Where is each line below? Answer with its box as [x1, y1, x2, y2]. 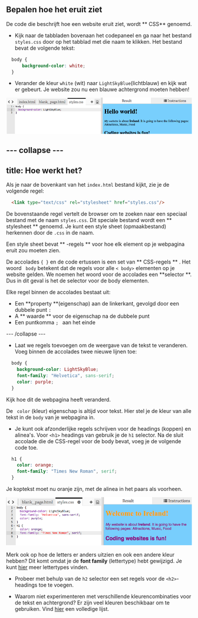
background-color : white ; [21, 63, 85, 69]
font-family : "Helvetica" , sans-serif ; [16, 372, 115, 379]
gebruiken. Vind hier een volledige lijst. [14, 606, 110, 613]
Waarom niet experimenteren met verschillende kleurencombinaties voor [14, 593, 192, 600]
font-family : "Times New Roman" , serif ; [16, 469, 117, 474]
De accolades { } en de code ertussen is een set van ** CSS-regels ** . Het [6, 258, 191, 265]
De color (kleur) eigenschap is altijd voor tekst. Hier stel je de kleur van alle [6, 407, 192, 414]
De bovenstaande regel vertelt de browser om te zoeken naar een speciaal [6, 210, 187, 217]
